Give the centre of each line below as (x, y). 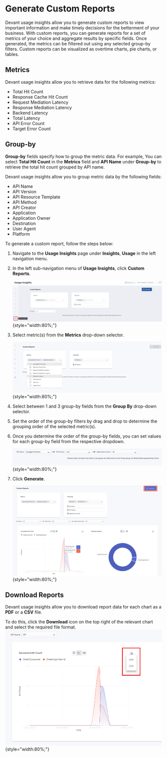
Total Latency (26, 118)
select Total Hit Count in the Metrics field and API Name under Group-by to (83, 161)
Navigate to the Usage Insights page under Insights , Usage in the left (84, 253)
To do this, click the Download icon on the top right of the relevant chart (79, 622)
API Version (24, 191)
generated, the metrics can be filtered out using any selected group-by (78, 43)
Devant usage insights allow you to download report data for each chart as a (83, 607)
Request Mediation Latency (40, 102)
